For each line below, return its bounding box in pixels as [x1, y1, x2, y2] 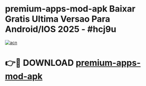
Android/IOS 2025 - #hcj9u [5, 24, 117, 35]
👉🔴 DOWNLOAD [5, 58, 74, 68]
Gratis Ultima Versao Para [5, 13, 110, 25]
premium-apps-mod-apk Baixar [5, 3, 136, 14]
